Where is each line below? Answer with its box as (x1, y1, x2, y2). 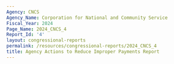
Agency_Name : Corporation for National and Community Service (6, 15, 168, 21)
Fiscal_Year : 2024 (6, 20, 53, 26)
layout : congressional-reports (6, 37, 86, 43)
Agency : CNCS (6, 9, 40, 15)
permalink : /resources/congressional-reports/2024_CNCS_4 (6, 43, 157, 49)
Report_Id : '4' (6, 32, 45, 38)
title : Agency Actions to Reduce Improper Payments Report (6, 49, 160, 55)
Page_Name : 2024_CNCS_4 (6, 26, 67, 32)
